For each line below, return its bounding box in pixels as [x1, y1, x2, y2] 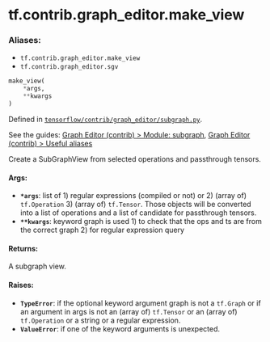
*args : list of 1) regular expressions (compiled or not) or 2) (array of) [19, 191, 247, 201]
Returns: [8, 243, 39, 253]
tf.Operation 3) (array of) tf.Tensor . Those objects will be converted [19, 200, 252, 209]
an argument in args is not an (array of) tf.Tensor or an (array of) [19, 306, 238, 316]
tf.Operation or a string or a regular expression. [19, 315, 181, 325]
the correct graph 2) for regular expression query [19, 225, 184, 235]
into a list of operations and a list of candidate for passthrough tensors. [19, 208, 257, 217]
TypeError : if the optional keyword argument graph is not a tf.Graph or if [19, 298, 261, 308]
